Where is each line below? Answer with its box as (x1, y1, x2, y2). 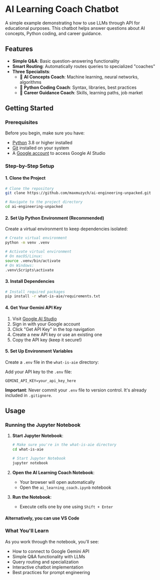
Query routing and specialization (12, 559, 79, 565)
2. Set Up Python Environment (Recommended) (5, 215, 105, 221)
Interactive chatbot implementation (12, 564, 84, 570)
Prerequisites (5, 119, 38, 126)
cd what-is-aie (12, 447, 44, 452)
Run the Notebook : (12, 494, 52, 500)
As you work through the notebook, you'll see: (5, 538, 99, 544)
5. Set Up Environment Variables (5, 348, 73, 354)
